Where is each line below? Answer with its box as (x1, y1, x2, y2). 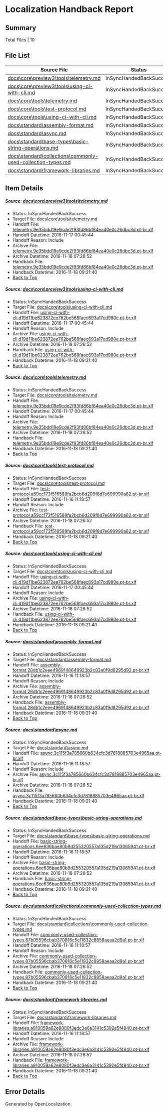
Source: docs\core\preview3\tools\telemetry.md (5, 198, 108, 204)
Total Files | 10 (5, 37, 35, 43)
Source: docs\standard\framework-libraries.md (5, 996, 107, 1002)
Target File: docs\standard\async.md (12, 744, 88, 751)
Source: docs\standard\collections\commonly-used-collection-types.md (5, 903, 161, 909)
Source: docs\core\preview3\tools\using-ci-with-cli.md (5, 286, 123, 292)
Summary (5, 24, 36, 32)
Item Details (5, 184, 43, 193)
